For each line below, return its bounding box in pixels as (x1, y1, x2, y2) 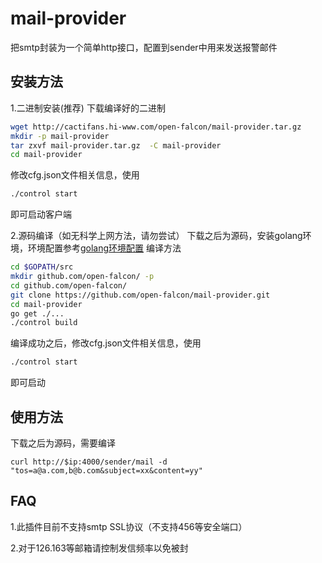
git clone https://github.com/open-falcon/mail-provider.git (10, 290, 271, 300)
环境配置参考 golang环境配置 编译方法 (27, 242, 182, 254)
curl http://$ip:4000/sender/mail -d (10, 457, 168, 467)
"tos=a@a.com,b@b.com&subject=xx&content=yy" (10, 465, 203, 476)
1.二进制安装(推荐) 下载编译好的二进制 (10, 102, 166, 114)
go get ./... (10, 308, 65, 319)
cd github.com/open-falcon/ (10, 280, 128, 291)
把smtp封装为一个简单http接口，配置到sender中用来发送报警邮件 (10, 41, 278, 53)
